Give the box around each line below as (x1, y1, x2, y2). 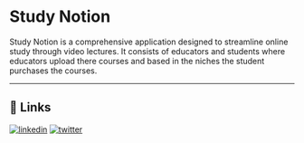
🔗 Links (9, 100, 52, 115)
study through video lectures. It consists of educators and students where (9, 45, 286, 56)
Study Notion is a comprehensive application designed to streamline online (9, 36, 289, 47)
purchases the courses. (9, 65, 98, 76)
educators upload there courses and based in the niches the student (9, 55, 265, 66)
